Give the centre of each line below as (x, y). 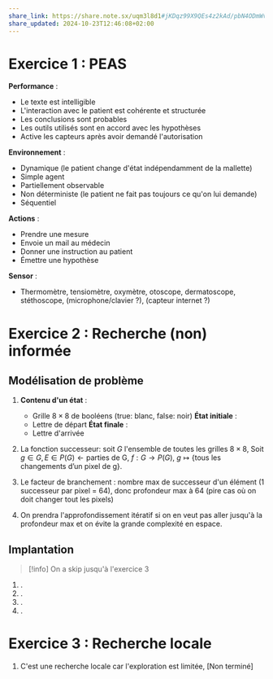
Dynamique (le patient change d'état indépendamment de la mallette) (136, 169)
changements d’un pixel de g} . (71, 467)
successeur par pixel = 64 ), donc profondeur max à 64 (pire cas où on (138, 491)
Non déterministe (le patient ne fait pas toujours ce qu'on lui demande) (139, 194)
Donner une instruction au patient (76, 252)
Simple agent (42, 177)
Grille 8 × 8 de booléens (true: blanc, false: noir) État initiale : (134, 416)
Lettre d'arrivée (58, 433)
